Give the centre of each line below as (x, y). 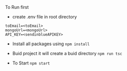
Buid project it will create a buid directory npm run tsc (67, 53)
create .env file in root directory (44, 17)
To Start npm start (31, 63)
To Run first (17, 7)
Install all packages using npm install (51, 44)
